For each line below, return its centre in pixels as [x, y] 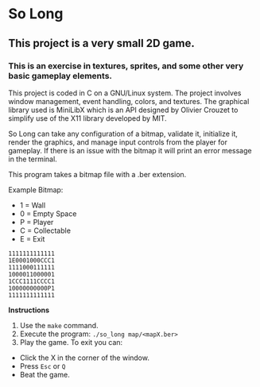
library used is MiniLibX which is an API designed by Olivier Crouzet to [123, 110]
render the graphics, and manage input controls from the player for [118, 142]
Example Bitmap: [36, 190]
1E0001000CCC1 [32, 260]
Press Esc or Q [43, 366]
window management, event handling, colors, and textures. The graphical [129, 101]
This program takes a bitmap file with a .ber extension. [97, 174]
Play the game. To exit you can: [71, 342]
